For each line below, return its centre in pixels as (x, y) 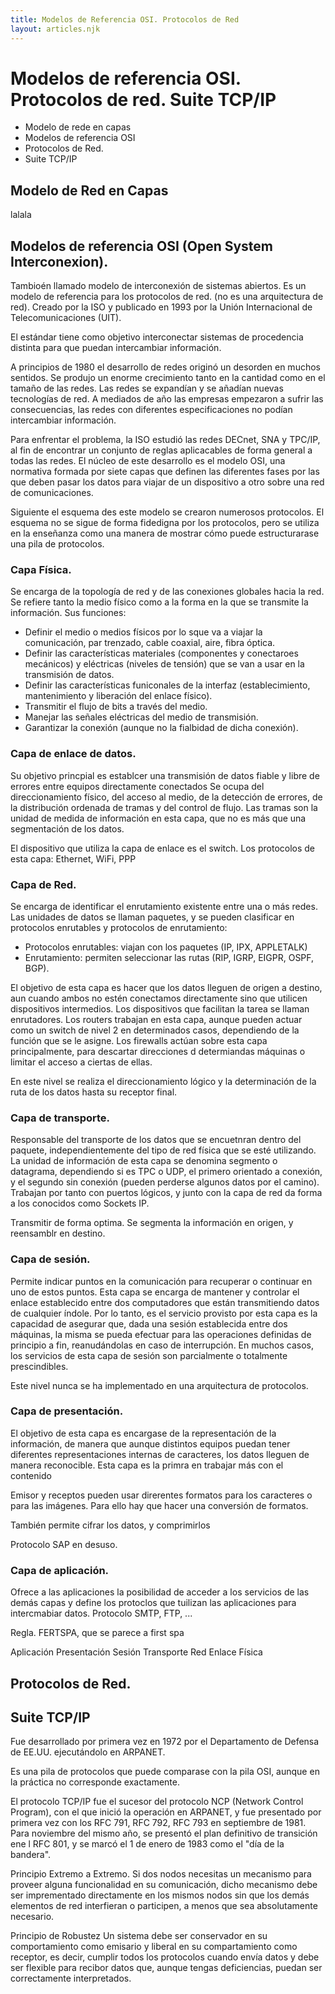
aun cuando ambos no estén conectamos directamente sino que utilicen (159, 998)
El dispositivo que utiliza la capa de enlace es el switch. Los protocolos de (163, 848)
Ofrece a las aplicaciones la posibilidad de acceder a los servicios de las (160, 1592)
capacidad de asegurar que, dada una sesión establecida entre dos (149, 1323)
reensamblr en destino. (58, 1233)
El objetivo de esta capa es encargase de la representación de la (143, 1433)
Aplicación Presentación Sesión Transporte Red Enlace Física (136, 1652)
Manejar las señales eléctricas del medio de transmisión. (141, 717)
